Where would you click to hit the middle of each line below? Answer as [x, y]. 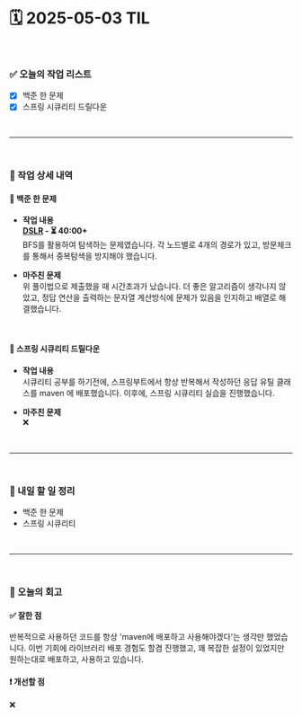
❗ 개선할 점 [27, 681]
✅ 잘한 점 [26, 615]
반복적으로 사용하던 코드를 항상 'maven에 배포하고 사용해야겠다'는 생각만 [137, 637]
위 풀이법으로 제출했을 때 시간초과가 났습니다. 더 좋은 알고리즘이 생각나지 [149, 287]
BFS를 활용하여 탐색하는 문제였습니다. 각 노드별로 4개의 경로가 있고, [141, 245]
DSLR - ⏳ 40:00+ [55, 231]
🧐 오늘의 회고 [36, 592]
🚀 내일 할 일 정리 [42, 491]
